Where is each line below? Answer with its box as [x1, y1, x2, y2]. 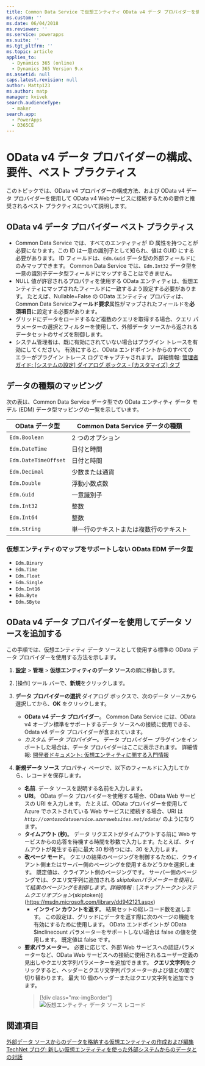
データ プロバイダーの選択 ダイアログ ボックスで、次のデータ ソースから [15, 692, 197, 699]
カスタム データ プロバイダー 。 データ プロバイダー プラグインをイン [24, 735, 198, 743]
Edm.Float [15, 573, 41, 579]
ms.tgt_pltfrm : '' [6, 43, 53, 49]
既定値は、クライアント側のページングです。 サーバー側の [36, 868, 181, 876]
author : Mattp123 [6, 83, 51, 89]
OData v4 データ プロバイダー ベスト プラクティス [6, 222, 194, 232]
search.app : [6, 111, 37, 117]
